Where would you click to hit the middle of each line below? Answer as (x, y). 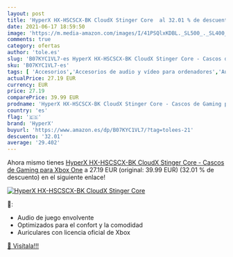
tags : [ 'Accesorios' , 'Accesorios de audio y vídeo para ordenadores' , (113, 72)
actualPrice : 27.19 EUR (42, 78)
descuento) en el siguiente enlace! (57, 177)
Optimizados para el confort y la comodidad (80, 225)
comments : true (29, 40)
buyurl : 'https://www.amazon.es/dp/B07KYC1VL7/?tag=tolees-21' (101, 130)
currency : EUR (28, 85)
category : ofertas (34, 46)
